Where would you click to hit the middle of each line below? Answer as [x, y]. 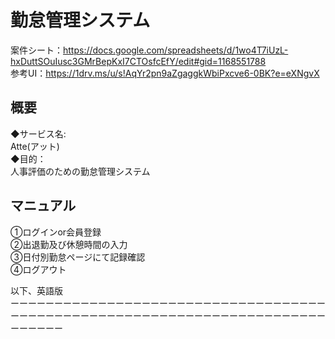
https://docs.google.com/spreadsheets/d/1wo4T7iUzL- [176, 50]
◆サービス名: [38, 133]
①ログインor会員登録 [56, 232]
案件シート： [36, 50]
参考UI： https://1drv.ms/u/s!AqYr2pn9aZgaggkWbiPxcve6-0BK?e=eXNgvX [165, 73]
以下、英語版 [36, 290]
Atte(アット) [35, 146]
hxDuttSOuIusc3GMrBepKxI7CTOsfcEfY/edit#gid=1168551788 [138, 61]
